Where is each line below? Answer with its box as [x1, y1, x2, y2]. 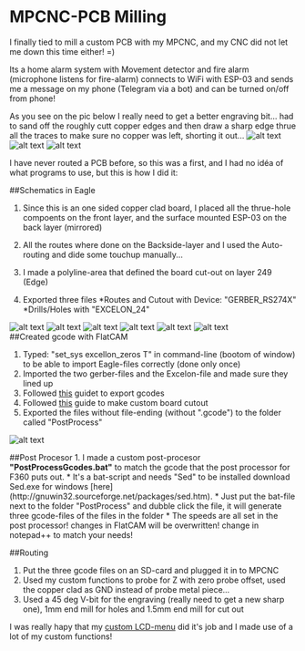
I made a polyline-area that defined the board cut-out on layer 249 [22, 266, 272, 277]
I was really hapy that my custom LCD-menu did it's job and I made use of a [9, 621, 294, 632]
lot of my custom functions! [9, 631, 113, 642]
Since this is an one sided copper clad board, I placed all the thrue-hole [22, 202, 291, 213]
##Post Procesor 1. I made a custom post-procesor [9, 451, 201, 462]
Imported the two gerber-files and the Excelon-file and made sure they [22, 367, 289, 379]
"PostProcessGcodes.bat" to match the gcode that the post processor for [9, 461, 290, 472]
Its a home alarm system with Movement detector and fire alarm [9, 64, 249, 75]
